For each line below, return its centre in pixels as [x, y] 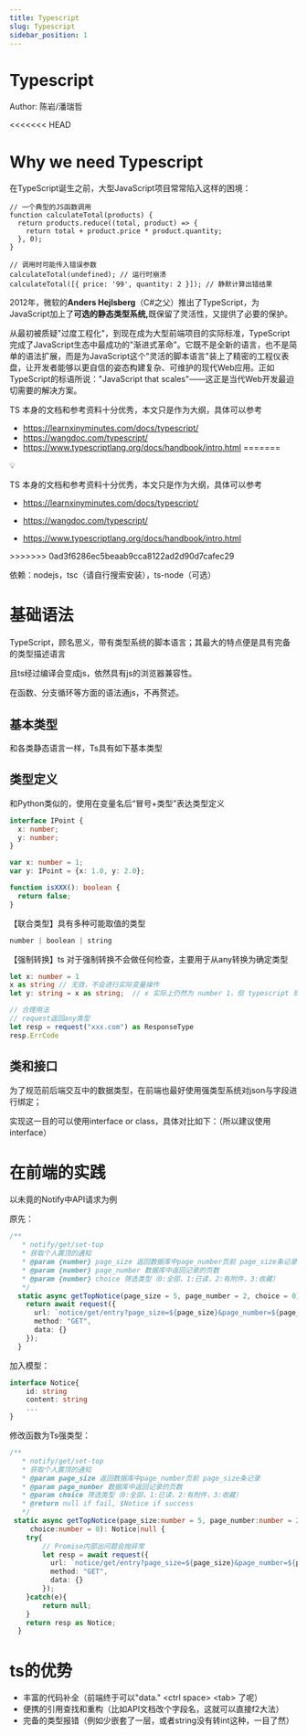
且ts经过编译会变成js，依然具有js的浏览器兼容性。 [103, 674]
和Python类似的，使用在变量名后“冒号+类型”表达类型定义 [117, 803]
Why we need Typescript [106, 162]
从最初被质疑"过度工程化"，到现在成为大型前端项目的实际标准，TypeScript [150, 334]
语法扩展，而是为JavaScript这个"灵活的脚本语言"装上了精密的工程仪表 [157, 357]
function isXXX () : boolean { [65, 888]
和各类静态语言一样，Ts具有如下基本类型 [86, 748]
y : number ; [38, 837]
